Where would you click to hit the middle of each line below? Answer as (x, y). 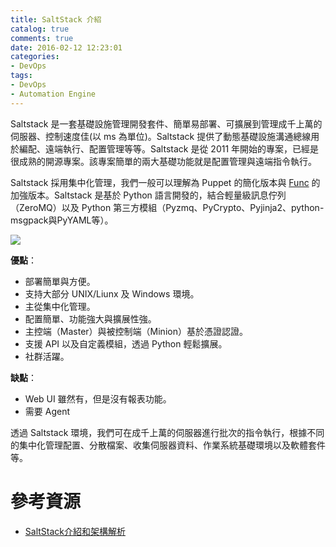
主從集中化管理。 (60, 306)
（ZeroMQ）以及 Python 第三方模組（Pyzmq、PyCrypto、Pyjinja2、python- (167, 207)
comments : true (42, 38)
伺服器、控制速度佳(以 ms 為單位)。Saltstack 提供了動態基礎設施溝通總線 (161, 136)
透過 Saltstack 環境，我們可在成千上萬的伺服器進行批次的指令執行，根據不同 (167, 432)
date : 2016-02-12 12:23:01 (66, 47)
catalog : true (40, 29)
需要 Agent (47, 411)
